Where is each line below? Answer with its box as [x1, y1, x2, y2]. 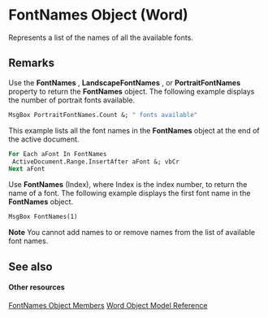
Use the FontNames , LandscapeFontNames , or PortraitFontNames [8, 77, 241, 87]
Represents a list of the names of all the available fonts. [8, 33, 193, 42]
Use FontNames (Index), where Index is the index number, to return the [8, 180, 248, 189]
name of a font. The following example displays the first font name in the [8, 189, 251, 198]
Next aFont [8, 165, 45, 173]
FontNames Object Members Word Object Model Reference [8, 300, 208, 310]
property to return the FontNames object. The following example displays [8, 86, 255, 96]
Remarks [8, 56, 55, 70]
